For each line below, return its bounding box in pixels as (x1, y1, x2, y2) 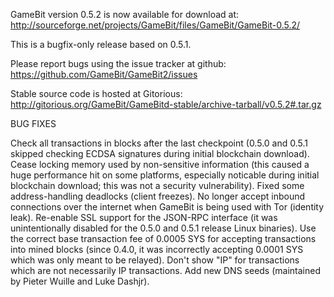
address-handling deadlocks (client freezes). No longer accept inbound (10, 190, 306, 202)
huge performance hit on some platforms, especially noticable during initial (10, 169, 320, 181)
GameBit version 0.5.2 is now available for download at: (10, 9, 240, 20)
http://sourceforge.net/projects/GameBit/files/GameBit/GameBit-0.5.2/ (10, 19, 301, 31)
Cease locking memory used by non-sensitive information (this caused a (10, 159, 310, 170)
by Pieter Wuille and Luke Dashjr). (10, 275, 150, 287)
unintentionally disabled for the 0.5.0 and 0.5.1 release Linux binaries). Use (10, 222, 317, 234)
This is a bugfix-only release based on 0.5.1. (10, 39, 192, 50)
